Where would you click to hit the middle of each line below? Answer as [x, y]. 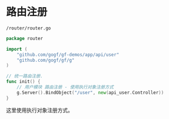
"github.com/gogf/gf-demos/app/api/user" [68, 54]
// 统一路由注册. [24, 76]
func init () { [23, 82]
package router [25, 38]
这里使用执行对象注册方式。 [40, 110]
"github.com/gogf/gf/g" [46, 60]
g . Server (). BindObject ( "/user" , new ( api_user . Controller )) [90, 92]
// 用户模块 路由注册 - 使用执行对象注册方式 [65, 87]
